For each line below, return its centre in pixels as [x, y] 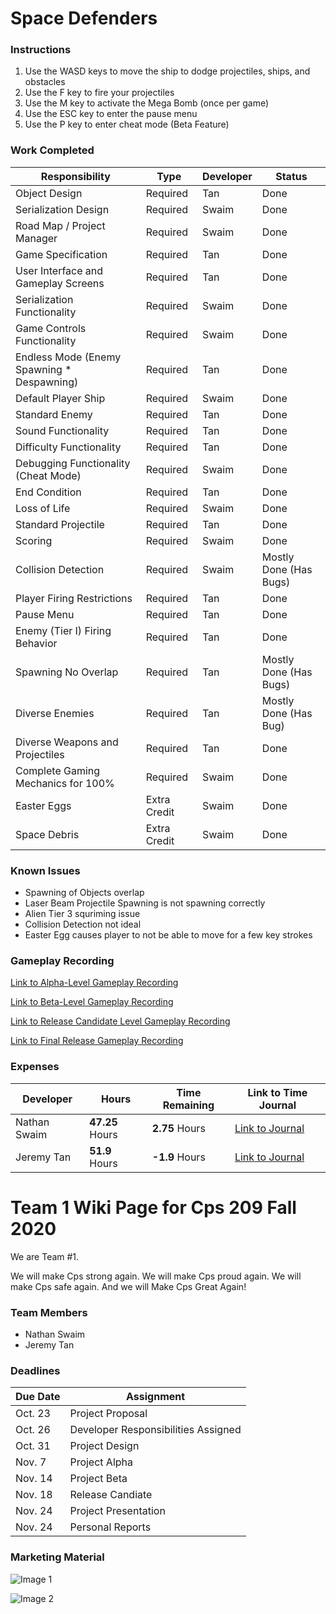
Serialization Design [62, 209]
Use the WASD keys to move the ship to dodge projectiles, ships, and [167, 71]
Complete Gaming [58, 770]
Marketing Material [57, 1557]
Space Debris [47, 834]
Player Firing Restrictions [74, 598]
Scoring [34, 540]
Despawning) [47, 382]
